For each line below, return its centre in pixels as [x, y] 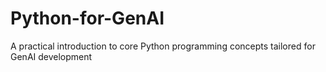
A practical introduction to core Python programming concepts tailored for [163, 46]
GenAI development [51, 56]
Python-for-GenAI [87, 18]
